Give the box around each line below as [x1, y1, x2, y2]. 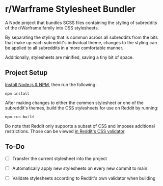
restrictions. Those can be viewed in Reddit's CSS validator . [5, 128, 126, 134]
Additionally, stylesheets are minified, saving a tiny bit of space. [5, 54, 134, 60]
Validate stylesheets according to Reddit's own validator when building [12, 175, 156, 181]
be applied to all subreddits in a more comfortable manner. [5, 45, 124, 51]
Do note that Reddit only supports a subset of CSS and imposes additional [5, 123, 155, 129]
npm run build [5, 114, 34, 119]
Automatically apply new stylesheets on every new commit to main [12, 165, 148, 171]
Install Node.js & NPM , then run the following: [5, 81, 97, 87]
